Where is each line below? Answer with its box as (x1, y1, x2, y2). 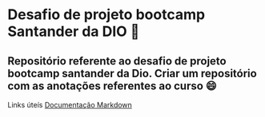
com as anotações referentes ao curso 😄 (7, 79, 217, 92)
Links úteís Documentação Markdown (7, 100, 133, 109)
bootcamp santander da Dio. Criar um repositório (7, 66, 257, 80)
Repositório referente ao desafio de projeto (7, 54, 227, 68)
